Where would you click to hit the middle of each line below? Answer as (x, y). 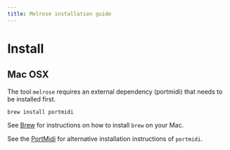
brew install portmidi (40, 112)
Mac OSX (28, 75)
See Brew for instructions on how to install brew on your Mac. (96, 125)
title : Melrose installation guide (59, 14)
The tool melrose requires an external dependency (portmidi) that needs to (115, 92)
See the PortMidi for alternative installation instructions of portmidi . (105, 139)
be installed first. (32, 99)
